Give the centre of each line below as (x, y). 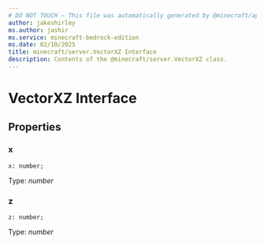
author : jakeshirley (42, 23)
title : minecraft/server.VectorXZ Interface (82, 52)
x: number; (26, 166)
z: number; (26, 217)
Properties (35, 127)
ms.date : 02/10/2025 (42, 45)
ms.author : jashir (38, 30)
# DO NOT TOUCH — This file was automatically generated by (109, 15)
